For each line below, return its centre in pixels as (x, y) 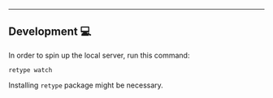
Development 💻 (50, 32)
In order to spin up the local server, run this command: (99, 55)
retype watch (30, 70)
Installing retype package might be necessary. (86, 85)
